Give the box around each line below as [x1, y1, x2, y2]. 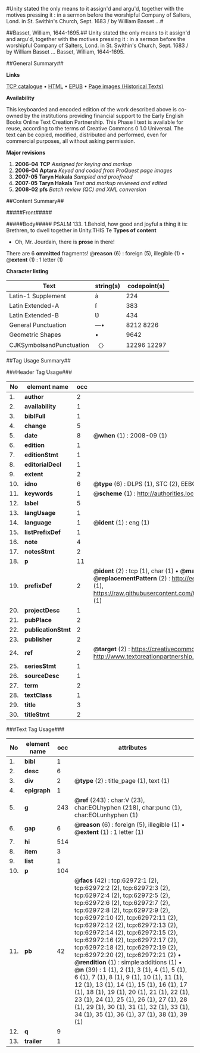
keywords [24, 489, 54, 498]
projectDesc [24, 607, 60, 614]
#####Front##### [6, 209, 52, 216]
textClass [24, 691, 52, 699]
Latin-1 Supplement [9, 292, 67, 300]
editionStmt [24, 451, 58, 459]
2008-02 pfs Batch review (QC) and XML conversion [14, 186, 147, 193]
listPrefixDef [24, 528, 61, 536]
